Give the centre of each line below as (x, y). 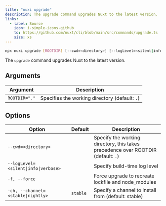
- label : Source (26, 23)
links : (12, 19)
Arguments (23, 76)
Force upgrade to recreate (124, 176)
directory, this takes (117, 144)
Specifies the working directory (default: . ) (90, 98)
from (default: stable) (118, 197)
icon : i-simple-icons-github (44, 28)
